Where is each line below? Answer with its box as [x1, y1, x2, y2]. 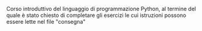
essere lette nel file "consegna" [6, 18, 86, 25]
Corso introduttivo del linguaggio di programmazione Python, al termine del [6, 5, 196, 12]
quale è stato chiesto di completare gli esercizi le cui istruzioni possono [6, 12, 187, 19]
